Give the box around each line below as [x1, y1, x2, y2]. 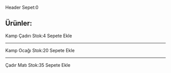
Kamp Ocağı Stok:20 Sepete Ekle [5, 47, 75, 53]
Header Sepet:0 [5, 5, 39, 10]
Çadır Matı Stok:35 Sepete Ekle [5, 62, 71, 68]
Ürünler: [5, 19, 32, 28]
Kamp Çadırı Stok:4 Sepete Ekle [5, 33, 72, 39]
